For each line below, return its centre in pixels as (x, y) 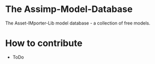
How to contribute (44, 43)
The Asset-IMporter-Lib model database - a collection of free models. (78, 23)
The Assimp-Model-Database (69, 9)
